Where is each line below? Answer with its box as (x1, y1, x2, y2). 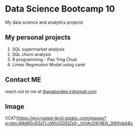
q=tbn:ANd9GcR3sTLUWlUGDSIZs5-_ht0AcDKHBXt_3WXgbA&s (5, 120, 133, 126)
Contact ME (5, 76, 41, 84)
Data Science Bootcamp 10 (5, 3, 115, 15)
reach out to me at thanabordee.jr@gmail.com (5, 88, 97, 94)
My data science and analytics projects (5, 19, 83, 25)
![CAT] (5, 115, 18, 121)
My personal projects (5, 33, 71, 42)
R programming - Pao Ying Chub (12, 57, 77, 62)
